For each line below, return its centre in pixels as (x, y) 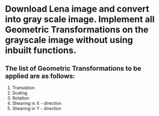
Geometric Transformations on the (77, 30)
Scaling (20, 93)
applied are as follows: (40, 76)
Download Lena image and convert (77, 9)
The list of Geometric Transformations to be (73, 68)
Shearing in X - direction (37, 103)
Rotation (21, 98)
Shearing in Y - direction (37, 108)
